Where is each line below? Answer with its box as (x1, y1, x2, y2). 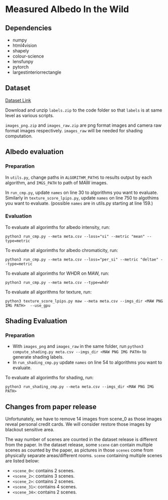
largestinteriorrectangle (12, 69, 61, 75)
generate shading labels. (12, 354, 64, 360)
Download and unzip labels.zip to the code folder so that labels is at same (5, 107, 162, 113)
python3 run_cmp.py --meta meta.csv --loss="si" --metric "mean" (5, 234, 145, 239)
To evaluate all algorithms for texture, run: (5, 289, 92, 295)
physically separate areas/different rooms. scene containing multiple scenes (5, 453, 162, 459)
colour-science (12, 53, 44, 59)
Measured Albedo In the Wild (5, 4, 129, 15)
